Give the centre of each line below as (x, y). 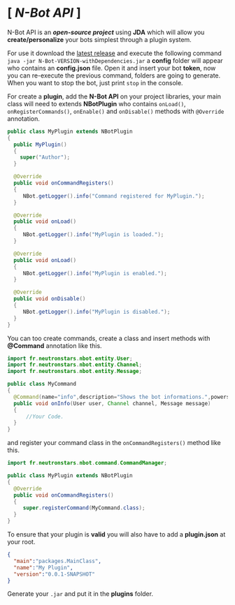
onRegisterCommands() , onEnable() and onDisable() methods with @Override (116, 111)
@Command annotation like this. (55, 345)
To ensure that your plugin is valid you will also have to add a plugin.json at (116, 534)
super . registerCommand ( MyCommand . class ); (84, 508)
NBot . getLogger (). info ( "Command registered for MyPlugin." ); (114, 196)
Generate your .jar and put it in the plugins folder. (80, 594)
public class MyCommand (42, 384)
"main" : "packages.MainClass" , (57, 561)
